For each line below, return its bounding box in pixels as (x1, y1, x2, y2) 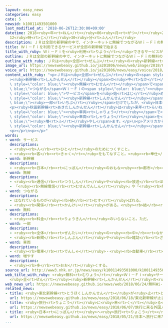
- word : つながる (5, 188, 38, 193)
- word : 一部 (5, 221, 31, 226)
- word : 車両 (5, 239, 31, 245)
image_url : (5, 63, 28, 68)
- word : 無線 (5, 170, 31, 175)
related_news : (5, 286, 35, 291)
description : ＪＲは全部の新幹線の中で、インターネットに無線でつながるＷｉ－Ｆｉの (5, 40, 161, 45)
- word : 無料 (5, 207, 31, 212)
